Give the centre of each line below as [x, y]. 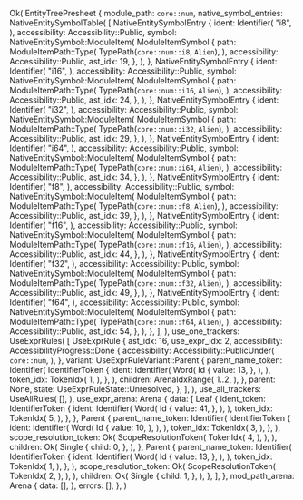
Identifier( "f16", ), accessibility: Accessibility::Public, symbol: [123, 225]
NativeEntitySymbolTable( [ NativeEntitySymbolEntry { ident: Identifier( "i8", [151, 23]
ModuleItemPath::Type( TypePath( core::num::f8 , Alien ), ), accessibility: [144, 206]
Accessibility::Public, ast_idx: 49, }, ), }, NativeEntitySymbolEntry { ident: [144, 293]
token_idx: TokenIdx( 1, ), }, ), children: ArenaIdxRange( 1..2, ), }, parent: [142, 379]
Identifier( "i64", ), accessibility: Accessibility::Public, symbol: [124, 148]
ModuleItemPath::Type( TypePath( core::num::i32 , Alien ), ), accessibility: [146, 129]
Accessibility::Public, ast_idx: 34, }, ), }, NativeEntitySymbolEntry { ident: [144, 177]
